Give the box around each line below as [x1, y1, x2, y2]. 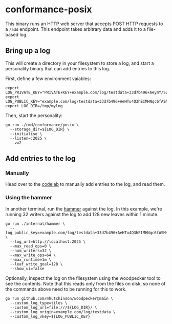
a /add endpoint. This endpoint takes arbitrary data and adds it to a [5, 26, 146, 32]
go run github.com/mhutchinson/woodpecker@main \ [5, 296, 114, 301]
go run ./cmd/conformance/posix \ [5, 122, 79, 127]
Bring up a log [5, 46, 50, 55]
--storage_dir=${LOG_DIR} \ [10, 127, 70, 132]
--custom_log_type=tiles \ [10, 300, 68, 306]
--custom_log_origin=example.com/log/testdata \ [10, 309, 116, 314]
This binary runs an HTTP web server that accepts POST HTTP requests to [5, 21, 163, 27]
